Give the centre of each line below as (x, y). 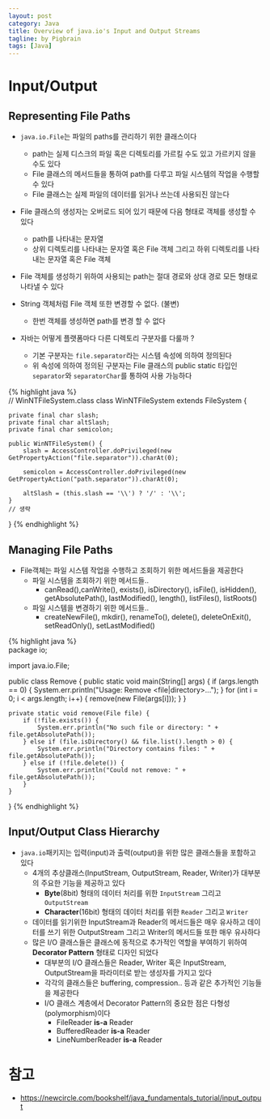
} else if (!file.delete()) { (74, 763)
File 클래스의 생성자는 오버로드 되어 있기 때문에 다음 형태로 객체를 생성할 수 (138, 212)
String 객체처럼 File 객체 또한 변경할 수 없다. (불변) (100, 304)
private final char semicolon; (61, 430)
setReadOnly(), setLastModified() (99, 625)
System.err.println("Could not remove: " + (112, 770)
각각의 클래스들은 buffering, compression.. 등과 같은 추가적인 (142, 983)
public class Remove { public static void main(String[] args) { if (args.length (133, 681)
